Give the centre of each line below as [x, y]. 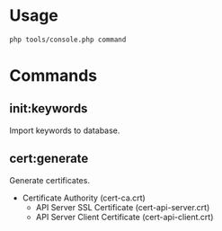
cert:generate [49, 159]
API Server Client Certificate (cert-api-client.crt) [124, 217]
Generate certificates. [49, 180]
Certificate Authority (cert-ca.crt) [84, 198]
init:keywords [49, 109]
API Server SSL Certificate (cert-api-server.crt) [123, 207]
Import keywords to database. [65, 130]
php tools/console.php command [68, 40]
